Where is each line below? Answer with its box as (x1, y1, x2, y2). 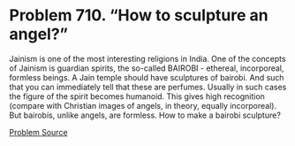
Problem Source (9, 127, 68, 137)
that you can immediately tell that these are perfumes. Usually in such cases (9, 81, 287, 92)
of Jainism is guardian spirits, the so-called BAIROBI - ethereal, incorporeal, (9, 63, 284, 73)
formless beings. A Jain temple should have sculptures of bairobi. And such (9, 72, 284, 82)
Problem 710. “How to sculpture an (9, 5, 269, 26)
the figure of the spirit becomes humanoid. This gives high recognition (9, 90, 265, 102)
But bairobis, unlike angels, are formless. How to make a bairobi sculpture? (9, 110, 281, 120)
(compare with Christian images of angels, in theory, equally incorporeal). (9, 100, 276, 111)
